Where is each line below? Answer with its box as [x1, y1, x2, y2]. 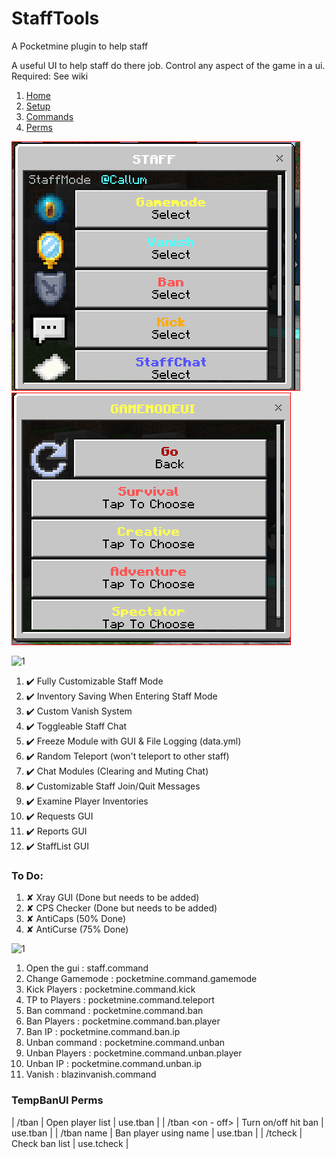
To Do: [11, 868, 44, 882]
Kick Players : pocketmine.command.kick [25, 983, 196, 996]
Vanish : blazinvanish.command [25, 1068, 157, 1081]
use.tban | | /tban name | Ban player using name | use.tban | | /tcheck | [11, 1127, 303, 1139]
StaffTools [11, 7, 100, 30]
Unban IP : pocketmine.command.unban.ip [25, 1058, 203, 1070]
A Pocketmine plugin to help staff [11, 40, 149, 52]
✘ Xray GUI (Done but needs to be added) [25, 892, 200, 904]
